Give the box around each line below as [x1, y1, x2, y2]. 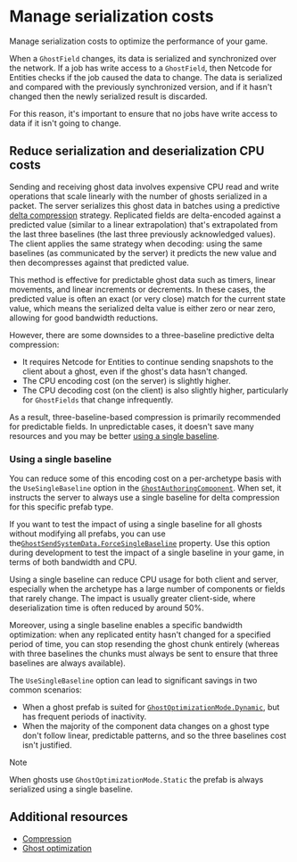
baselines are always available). [9, 658, 127, 668]
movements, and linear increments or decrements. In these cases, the [9, 284, 266, 294]
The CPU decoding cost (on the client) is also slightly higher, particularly [21, 385, 289, 395]
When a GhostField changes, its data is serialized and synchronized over [9, 53, 277, 63]
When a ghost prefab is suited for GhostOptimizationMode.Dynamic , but [21, 702, 280, 713]
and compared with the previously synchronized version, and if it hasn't [9, 81, 273, 92]
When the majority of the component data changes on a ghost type [21, 721, 270, 732]
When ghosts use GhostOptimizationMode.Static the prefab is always [9, 775, 264, 785]
